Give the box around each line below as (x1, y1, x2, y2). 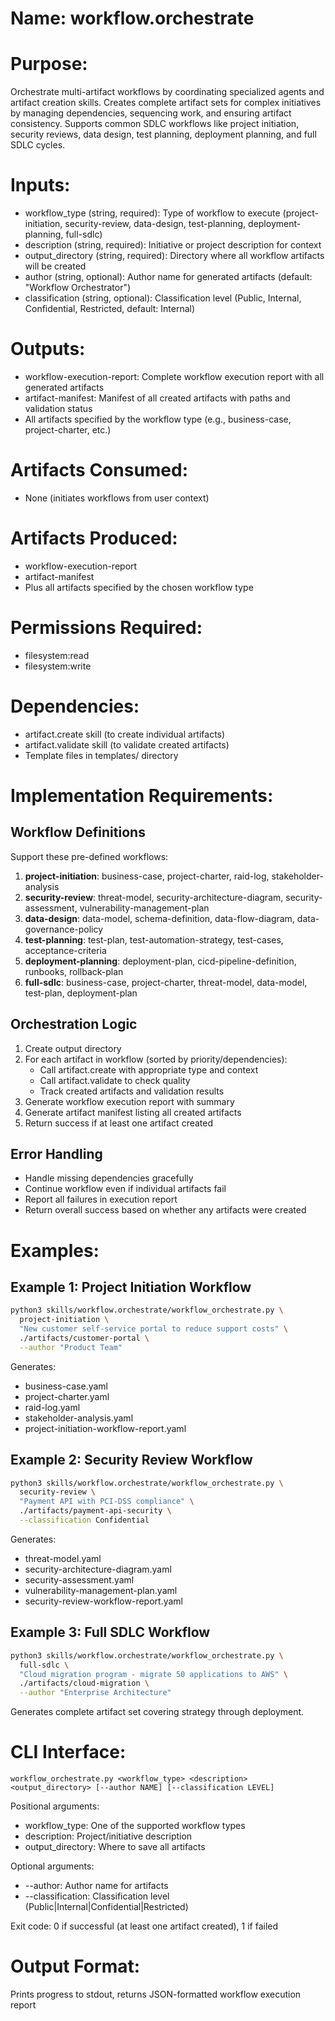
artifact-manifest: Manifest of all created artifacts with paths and (24, 392, 291, 404)
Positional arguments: (10, 1800, 100, 1812)
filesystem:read (24, 649, 90, 661)
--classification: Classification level (24, 1890, 170, 1902)
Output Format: (10, 1955, 141, 1978)
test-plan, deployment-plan (24, 987, 138, 999)
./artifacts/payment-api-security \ (19, 1506, 172, 1516)
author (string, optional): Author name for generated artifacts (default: (24, 271, 313, 283)
